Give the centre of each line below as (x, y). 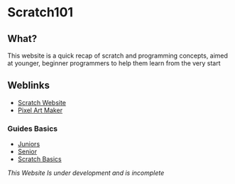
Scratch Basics (39, 159)
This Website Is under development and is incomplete (86, 173)
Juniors (29, 144)
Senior (27, 152)
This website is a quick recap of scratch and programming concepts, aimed (118, 55)
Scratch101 (40, 12)
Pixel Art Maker (40, 110)
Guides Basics (33, 129)
